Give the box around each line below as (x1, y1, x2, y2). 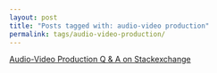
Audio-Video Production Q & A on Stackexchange (9, 54, 191, 65)
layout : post (9, 12, 58, 22)
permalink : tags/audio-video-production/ (9, 29, 166, 38)
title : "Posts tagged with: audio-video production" (9, 21, 210, 30)
